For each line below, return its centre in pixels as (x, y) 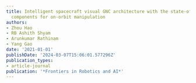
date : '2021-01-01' (30, 50)
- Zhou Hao (19, 28)
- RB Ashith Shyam (28, 33)
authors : (17, 22)
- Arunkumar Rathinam (32, 39)
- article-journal (28, 66)
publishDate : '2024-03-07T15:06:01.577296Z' (61, 55)
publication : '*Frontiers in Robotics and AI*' (65, 71)
